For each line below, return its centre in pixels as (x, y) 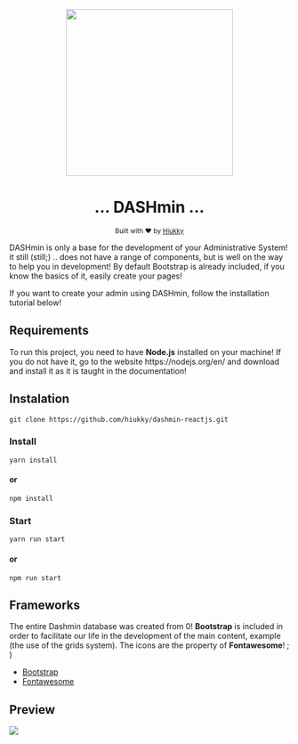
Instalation (39, 399)
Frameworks (45, 605)
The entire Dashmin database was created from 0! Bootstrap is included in (146, 627)
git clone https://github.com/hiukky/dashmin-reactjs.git (119, 419)
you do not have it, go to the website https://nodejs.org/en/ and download (145, 361)
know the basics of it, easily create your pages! (96, 276)
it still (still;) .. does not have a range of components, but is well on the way (146, 256)
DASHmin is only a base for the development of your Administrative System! (149, 247)
